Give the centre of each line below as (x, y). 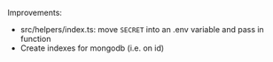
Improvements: (35, 13)
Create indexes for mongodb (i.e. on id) (92, 48)
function (35, 39)
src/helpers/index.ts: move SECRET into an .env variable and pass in (142, 29)
